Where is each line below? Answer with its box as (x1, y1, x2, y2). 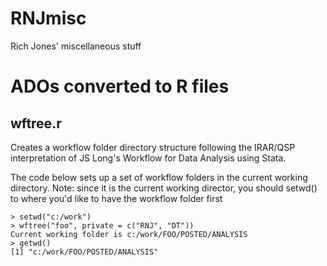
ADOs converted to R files (10, 75, 230, 98)
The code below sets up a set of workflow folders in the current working (10, 171, 308, 183)
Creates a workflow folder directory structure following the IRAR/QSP (10, 141, 296, 153)
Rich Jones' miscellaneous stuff (10, 40, 142, 52)
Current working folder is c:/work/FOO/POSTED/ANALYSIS (10, 229, 248, 239)
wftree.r (10, 115, 62, 132)
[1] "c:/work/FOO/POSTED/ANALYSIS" (10, 247, 159, 257)
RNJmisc (10, 7, 87, 30)
